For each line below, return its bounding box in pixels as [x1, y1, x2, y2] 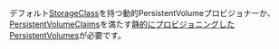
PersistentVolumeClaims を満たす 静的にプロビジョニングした [9, 19, 236, 29]
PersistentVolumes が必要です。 [9, 30, 127, 40]
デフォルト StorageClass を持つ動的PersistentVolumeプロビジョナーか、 [9, 8, 275, 18]
